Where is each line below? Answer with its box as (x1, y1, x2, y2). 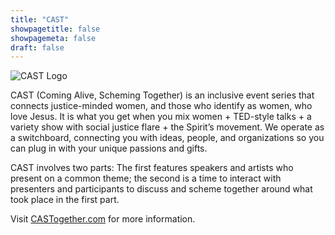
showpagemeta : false (10, 33, 97, 43)
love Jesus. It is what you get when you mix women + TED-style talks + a (10, 111, 312, 123)
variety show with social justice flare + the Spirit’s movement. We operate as (10, 121, 325, 133)
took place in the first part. (10, 194, 120, 206)
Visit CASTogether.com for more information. (10, 213, 196, 225)
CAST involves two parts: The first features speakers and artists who (10, 162, 294, 174)
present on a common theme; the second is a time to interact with (10, 172, 282, 185)
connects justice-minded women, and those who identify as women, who (10, 100, 313, 112)
